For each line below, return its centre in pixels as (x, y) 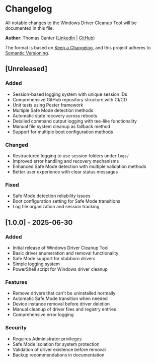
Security (16, 328)
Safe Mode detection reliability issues (51, 196)
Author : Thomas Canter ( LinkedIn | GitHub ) (50, 38)
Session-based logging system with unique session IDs (70, 94)
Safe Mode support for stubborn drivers (54, 258)
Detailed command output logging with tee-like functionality (75, 121)
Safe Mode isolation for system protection (56, 344)
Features (16, 282)
